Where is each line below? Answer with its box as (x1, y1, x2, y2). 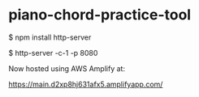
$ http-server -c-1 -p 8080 (8, 48, 98, 57)
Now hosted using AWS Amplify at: (8, 63, 126, 74)
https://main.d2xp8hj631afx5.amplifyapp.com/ (8, 79, 163, 89)
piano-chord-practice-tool (8, 6, 192, 24)
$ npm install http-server (8, 32, 92, 42)
